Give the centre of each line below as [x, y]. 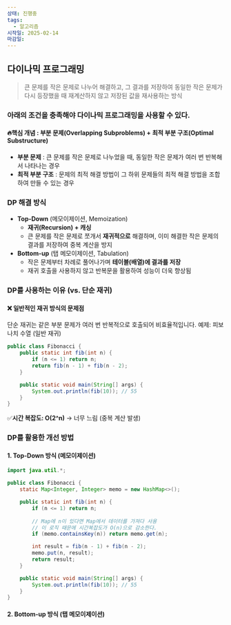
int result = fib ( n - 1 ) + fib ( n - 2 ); [89, 547]
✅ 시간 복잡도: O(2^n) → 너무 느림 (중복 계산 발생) [74, 418]
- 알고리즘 [26, 26]
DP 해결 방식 [27, 203]
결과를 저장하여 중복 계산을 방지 [70, 245]
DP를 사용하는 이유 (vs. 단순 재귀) [60, 290]
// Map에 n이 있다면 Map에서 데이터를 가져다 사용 [94, 521]
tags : [15, 20]
